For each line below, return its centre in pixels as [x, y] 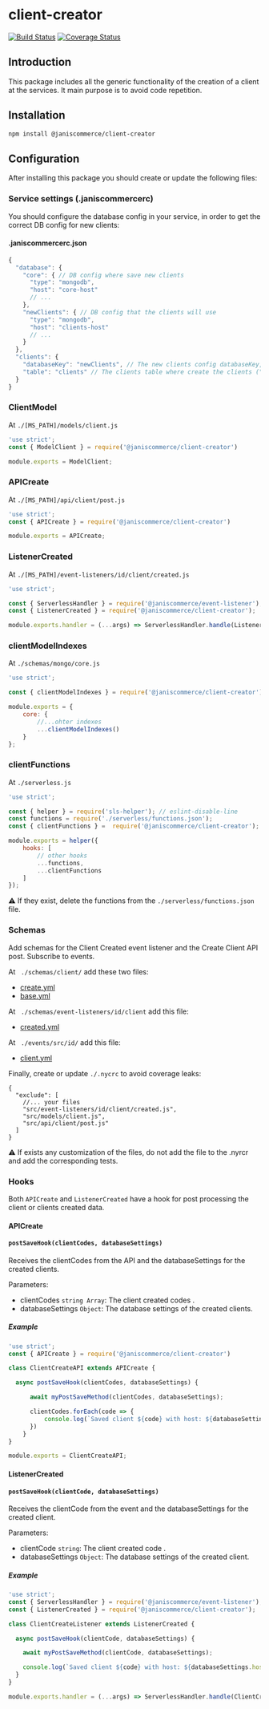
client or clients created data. [56, 1207]
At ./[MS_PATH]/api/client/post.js [67, 500]
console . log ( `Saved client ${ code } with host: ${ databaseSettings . [137, 1667]
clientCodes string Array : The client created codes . [107, 1300]
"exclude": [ [37, 1095]
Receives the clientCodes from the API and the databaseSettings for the [127, 1260]
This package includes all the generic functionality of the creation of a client [134, 81]
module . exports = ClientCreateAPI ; [68, 1456]
